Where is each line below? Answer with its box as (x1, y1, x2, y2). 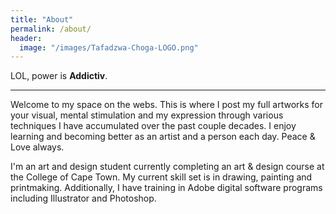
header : (10, 33, 43, 43)
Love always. (10, 141, 65, 153)
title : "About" (10, 14, 74, 25)
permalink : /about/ (10, 24, 92, 34)
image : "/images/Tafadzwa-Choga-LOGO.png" (19, 42, 199, 53)
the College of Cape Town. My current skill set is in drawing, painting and (10, 171, 313, 183)
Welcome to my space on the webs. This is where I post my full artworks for (10, 99, 324, 111)
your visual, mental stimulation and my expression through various (10, 109, 284, 121)
